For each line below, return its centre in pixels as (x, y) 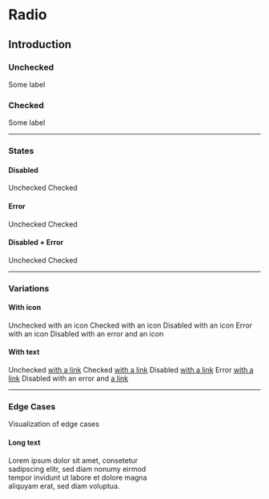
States (21, 151)
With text (24, 352)
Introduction (40, 44)
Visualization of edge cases (54, 424)
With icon (25, 308)
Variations (29, 288)
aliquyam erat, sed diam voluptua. (64, 485)
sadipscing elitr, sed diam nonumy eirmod (77, 469)
